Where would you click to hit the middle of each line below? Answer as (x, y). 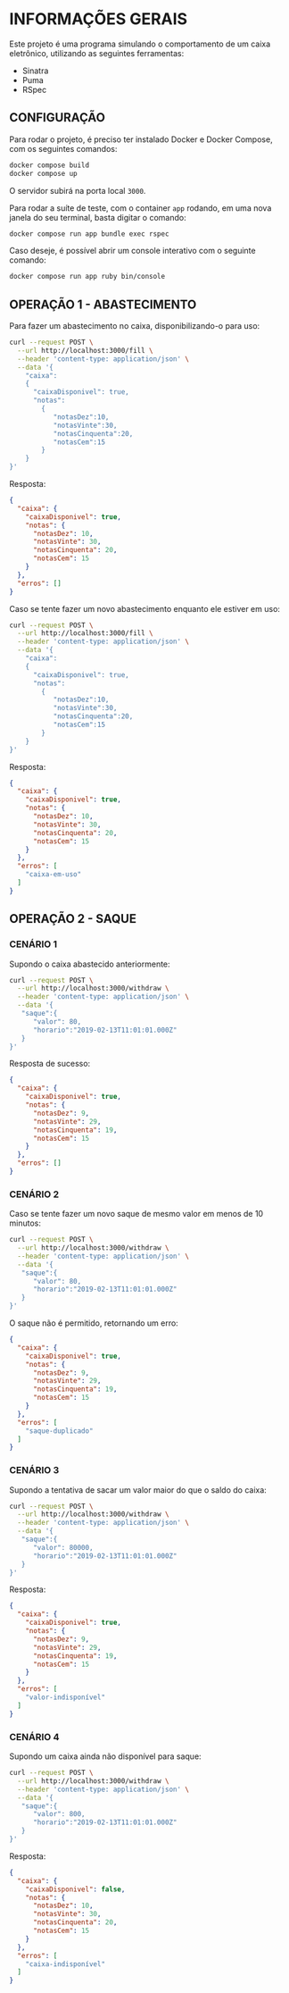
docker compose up (43, 173)
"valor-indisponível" (65, 1697)
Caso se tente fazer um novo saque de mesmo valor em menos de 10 (136, 1214)
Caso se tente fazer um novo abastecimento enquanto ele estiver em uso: (145, 608)
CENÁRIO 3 (34, 1470)
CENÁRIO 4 (34, 1737)
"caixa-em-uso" (54, 875)
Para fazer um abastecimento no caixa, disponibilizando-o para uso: (135, 326)
